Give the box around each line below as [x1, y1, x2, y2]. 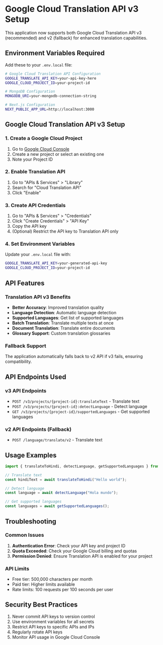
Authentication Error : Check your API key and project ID [12, 543, 126, 548]
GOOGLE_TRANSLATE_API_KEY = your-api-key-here [5, 76, 97, 81]
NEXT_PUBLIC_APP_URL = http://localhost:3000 [5, 107, 95, 112]
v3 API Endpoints [5, 387, 47, 394]
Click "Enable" [12, 189, 41, 195]
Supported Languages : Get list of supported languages [12, 315, 124, 321]
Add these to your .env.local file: [5, 62, 73, 68]
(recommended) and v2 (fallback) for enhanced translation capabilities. [5, 35, 147, 41]
